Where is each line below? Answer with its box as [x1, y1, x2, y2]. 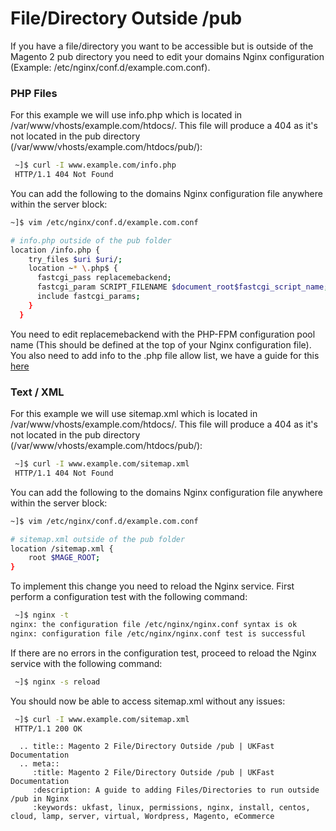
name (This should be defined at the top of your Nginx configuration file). [10, 338, 312, 351]
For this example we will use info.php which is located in [10, 109, 243, 121]
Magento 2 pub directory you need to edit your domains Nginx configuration [10, 50, 325, 62]
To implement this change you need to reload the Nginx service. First [10, 580, 295, 592]
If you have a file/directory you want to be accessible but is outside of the [10, 40, 314, 52]
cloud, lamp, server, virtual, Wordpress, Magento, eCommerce [10, 812, 275, 822]
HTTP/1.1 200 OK [14, 723, 83, 734]
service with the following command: [10, 657, 163, 669]
